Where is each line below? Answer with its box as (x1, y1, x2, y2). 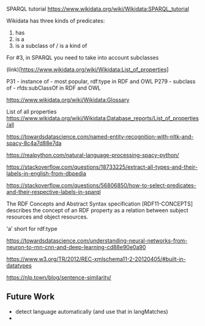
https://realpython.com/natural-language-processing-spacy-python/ (6, 152, 179, 158)
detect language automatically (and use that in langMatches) (15, 308, 168, 315)
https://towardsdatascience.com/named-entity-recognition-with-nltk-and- (6, 133, 194, 140)
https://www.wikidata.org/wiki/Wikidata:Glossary (6, 96, 130, 103)
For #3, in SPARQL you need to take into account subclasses (6, 54, 159, 61)
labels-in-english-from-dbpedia (6, 170, 87, 177)
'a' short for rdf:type (6, 225, 58, 232)
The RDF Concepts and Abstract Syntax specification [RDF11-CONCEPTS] (6, 200, 193, 208)
